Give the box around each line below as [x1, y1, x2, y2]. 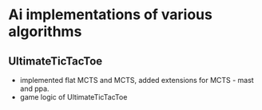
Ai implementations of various [8, 6, 213, 24]
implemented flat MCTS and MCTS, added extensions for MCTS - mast [19, 76, 254, 84]
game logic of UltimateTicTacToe [19, 92, 128, 101]
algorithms [8, 22, 82, 41]
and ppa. [19, 84, 50, 93]
